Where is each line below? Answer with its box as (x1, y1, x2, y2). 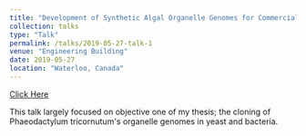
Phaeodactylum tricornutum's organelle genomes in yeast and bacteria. (9, 115, 279, 127)
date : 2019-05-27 (9, 55, 76, 64)
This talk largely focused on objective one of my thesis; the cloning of (9, 106, 271, 117)
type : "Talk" (9, 30, 59, 39)
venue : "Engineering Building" (9, 47, 128, 56)
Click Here (9, 88, 49, 100)
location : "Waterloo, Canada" (9, 64, 125, 73)
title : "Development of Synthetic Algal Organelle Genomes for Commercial (9, 13, 300, 23)
